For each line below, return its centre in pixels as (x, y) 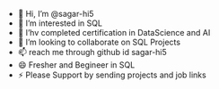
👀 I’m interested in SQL (60, 23)
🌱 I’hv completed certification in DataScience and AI (114, 32)
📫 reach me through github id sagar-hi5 (92, 52)
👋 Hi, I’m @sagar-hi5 (56, 14)
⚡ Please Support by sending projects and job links (112, 75)
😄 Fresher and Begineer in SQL (76, 65)
